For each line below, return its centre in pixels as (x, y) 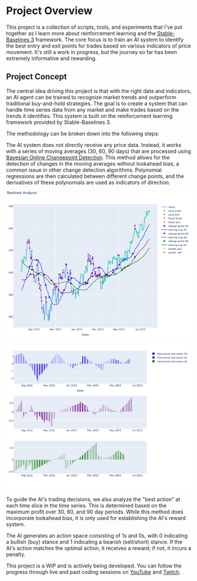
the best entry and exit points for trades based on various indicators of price (98, 46)
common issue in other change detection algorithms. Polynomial (84, 170)
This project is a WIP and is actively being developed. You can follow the (94, 566)
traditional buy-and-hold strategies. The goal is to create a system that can (97, 103)
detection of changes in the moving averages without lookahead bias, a (93, 163)
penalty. (16, 555)
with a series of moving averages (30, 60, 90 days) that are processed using (98, 151)
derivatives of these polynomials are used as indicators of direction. (88, 182)
